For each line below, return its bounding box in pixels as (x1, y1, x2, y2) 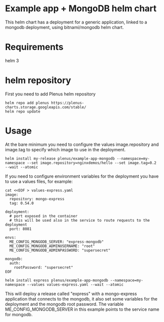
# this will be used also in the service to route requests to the (9, 218, 150, 223)
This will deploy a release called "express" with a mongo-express (5, 291, 137, 297)
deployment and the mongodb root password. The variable (5, 301, 124, 307)
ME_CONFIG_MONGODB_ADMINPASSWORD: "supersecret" (9, 248, 111, 253)
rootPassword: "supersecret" (14, 265, 73, 270)
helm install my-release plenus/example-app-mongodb (5, 156, 115, 161)
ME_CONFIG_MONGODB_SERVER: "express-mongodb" (9, 239, 104, 244)
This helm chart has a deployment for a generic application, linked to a (5, 19, 147, 25)
